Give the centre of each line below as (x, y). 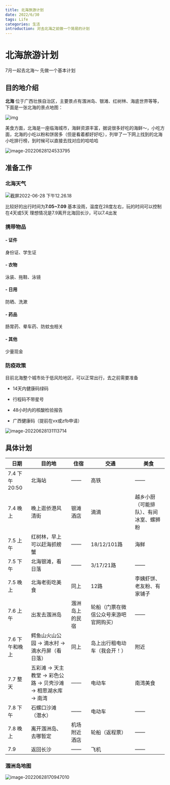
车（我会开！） (109, 650)
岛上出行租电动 (109, 643)
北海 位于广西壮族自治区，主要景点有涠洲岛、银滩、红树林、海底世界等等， (83, 101)
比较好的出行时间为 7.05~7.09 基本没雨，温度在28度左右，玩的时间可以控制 (83, 206)
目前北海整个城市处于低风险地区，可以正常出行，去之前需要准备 (72, 377)
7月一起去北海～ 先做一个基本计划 (40, 70)
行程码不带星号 (28, 399)
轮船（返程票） (109, 732)
